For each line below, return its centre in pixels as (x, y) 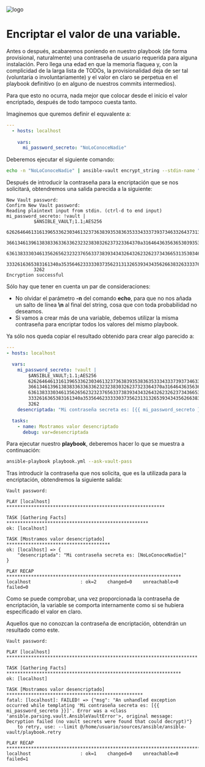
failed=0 (17, 588)
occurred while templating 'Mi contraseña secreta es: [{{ (83, 706)
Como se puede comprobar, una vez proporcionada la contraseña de (93, 599)
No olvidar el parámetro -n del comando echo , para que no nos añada (103, 298)
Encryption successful (35, 275)
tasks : (20, 421)
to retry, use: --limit (48, 727)
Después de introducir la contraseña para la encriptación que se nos (92, 182)
